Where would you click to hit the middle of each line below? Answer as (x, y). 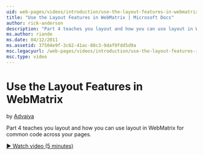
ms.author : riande (29, 34)
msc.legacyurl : (25, 51)
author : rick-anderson (35, 23)
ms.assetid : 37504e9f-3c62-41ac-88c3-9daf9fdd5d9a (71, 46)
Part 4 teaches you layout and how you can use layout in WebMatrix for (95, 128)
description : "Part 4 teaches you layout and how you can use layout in (100, 29)
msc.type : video (27, 57)
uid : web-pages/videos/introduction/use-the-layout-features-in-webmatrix (102, 12)
